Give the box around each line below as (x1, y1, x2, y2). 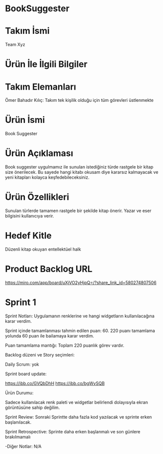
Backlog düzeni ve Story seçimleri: (5, 352, 75, 358)
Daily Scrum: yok (5, 361, 40, 367)
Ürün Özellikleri (5, 191, 69, 203)
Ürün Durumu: (5, 390, 34, 396)
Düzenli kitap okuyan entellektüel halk (5, 246, 81, 252)
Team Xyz (5, 42, 25, 48)
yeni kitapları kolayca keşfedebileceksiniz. (5, 174, 89, 180)
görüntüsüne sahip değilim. (5, 405, 60, 410)
